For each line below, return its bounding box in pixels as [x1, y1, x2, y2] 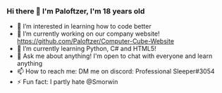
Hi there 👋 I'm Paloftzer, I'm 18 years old [6, 6, 145, 16]
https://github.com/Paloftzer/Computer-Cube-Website [16, 37, 174, 45]
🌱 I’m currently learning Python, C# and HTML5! [16, 45, 156, 53]
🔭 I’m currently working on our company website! [16, 29, 160, 38]
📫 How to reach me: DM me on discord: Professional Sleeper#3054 [16, 67, 216, 76]
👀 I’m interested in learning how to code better [16, 22, 152, 31]
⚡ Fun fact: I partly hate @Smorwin [16, 78, 118, 86]
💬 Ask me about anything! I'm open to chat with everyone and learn [16, 52, 213, 60]
